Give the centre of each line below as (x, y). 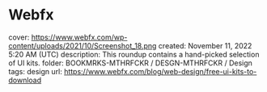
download (25, 80)
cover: (19, 37)
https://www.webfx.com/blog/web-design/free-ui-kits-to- (160, 71)
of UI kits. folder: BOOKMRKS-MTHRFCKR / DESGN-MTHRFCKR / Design (131, 63)
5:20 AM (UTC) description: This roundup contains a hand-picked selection (134, 54)
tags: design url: (35, 71)
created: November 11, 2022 (205, 45)
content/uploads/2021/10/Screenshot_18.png (83, 45)
